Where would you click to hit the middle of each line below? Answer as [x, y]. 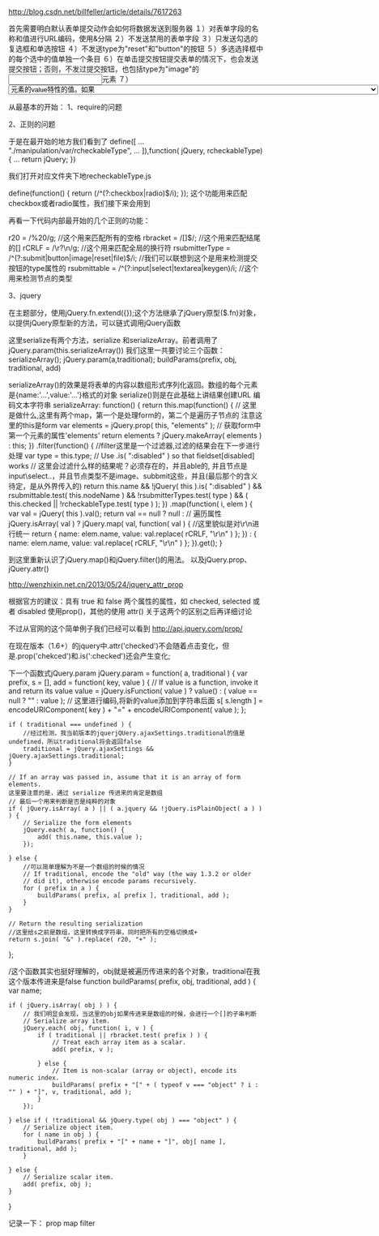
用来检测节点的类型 [40, 278]
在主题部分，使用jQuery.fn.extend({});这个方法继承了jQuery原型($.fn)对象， [134, 313]
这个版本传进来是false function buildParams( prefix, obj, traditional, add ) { [132, 981]
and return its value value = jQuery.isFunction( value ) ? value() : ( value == [133, 691]
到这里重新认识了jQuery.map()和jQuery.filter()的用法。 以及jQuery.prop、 [130, 560]
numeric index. [34, 1078]
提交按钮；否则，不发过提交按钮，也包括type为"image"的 [104, 69]
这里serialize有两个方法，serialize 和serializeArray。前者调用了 [113, 340]
